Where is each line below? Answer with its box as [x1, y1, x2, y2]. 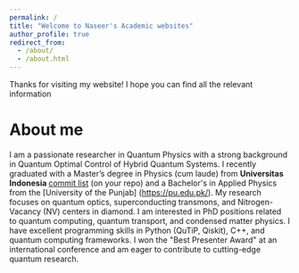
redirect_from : [9, 37, 66, 47]
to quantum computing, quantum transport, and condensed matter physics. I [9, 215, 290, 226]
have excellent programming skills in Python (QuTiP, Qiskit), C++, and [9, 225, 265, 236]
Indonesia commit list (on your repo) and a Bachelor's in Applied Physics [9, 178, 278, 188]
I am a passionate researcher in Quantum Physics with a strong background [9, 149, 288, 160]
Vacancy [9, 206, 42, 217]
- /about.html [17, 54, 70, 63]
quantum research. [9, 253, 79, 264]
